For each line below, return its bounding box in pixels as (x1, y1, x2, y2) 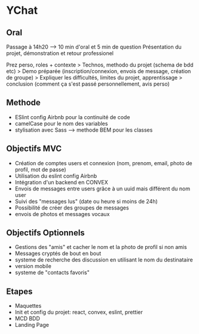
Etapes (6, 286, 33, 296)
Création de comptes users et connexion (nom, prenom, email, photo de (14, 159, 192, 166)
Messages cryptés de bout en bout (14, 250, 102, 257)
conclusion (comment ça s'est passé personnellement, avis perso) (6, 80, 170, 87)
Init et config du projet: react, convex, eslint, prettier (14, 309, 143, 316)
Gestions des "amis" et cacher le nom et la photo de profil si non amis (14, 244, 187, 251)
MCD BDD (14, 315, 41, 322)
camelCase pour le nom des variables (14, 120, 108, 127)
